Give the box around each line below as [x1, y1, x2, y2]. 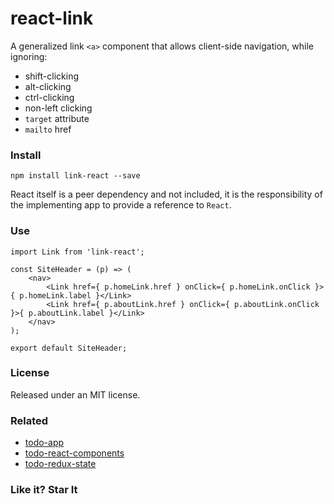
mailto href [24, 123, 72, 135]
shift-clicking [24, 70, 80, 82]
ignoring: [10, 50, 48, 62]
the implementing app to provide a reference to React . [10, 199, 232, 211]
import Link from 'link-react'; [10, 247, 145, 257]
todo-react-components [24, 447, 125, 459]
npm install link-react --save [10, 171, 141, 181]
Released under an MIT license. [10, 388, 141, 401]
